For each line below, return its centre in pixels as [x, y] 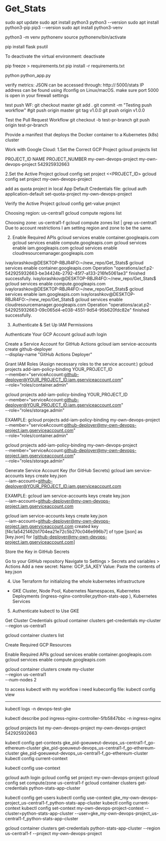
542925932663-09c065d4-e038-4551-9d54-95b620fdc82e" [68, 310]
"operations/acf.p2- [134, 268]
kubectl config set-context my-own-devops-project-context [83, 808]
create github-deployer [29, 349]
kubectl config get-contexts [33, 742]
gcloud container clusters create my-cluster [50, 669]
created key [86, 526]
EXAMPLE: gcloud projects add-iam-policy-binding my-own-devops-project [83, 420]
